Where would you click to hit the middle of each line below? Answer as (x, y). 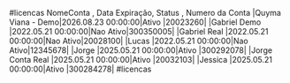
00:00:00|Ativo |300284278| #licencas (80, 69)
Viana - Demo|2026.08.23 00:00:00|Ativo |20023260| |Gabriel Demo (135, 22)
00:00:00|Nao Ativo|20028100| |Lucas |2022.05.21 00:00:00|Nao (129, 41)
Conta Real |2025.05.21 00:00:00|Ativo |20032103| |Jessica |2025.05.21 (141, 60)
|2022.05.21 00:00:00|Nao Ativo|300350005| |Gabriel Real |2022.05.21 (139, 31)
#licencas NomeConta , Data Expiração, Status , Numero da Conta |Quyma (145, 13)
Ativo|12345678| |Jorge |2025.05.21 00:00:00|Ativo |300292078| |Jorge (141, 50)
